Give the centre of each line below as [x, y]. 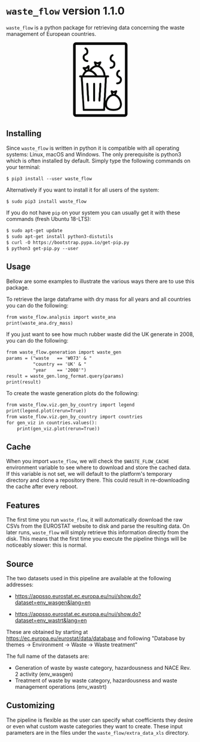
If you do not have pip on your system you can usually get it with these [93, 213]
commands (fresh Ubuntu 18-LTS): [49, 218]
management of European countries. [51, 33]
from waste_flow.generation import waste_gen [64, 352]
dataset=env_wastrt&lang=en [51, 620]
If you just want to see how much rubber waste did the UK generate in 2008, [100, 334]
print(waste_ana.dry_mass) [40, 323]
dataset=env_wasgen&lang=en [53, 602]
